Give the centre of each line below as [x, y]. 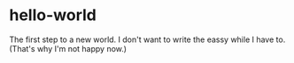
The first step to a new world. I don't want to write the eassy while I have [142, 39]
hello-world [53, 15]
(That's [22, 48]
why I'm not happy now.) [81, 48]
